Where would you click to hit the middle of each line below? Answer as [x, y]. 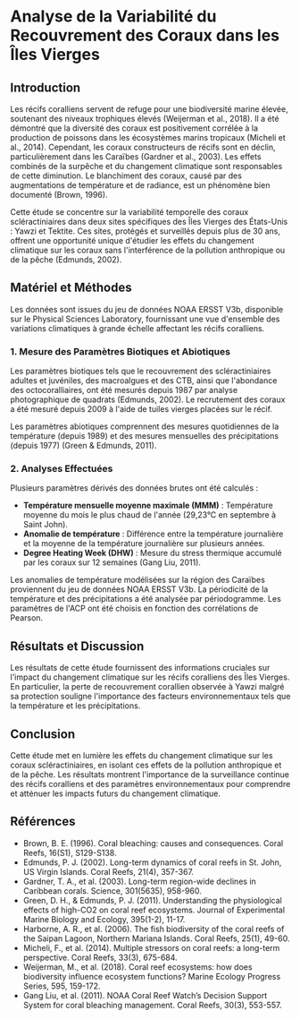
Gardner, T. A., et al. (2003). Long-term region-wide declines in [140, 881]
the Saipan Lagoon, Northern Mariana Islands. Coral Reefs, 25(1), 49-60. [156, 938]
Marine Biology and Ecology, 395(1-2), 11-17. [104, 919]
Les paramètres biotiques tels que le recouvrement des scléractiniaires [141, 371]
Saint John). [45, 525]
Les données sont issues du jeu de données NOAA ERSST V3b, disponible [147, 309]
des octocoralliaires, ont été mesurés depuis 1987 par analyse [124, 390]
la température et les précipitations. [75, 706]
